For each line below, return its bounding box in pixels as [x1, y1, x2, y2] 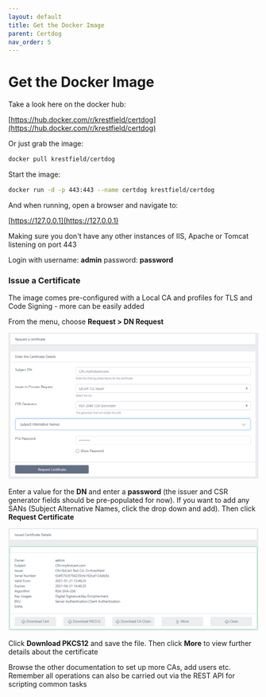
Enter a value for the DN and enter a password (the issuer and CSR [8, 487, 229, 496]
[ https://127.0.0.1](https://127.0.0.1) [8, 216, 119, 225]
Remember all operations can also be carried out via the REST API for [8, 671, 236, 680]
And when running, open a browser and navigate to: [8, 200, 179, 210]
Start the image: [8, 169, 61, 179]
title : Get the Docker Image [8, 21, 105, 29]
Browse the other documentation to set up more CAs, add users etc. [8, 662, 232, 672]
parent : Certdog [8, 29, 62, 37]
